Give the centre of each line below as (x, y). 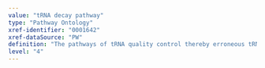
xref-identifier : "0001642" (54, 30)
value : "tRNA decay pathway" (56, 15)
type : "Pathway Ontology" (50, 23)
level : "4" (26, 52)
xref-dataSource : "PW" (45, 37)
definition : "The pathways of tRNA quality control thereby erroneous (127, 45)
